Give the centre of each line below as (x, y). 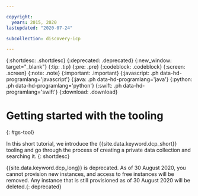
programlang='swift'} (32, 92)
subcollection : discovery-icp (44, 38)
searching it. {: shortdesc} (38, 156)
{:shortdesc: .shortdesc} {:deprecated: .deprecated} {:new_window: (89, 60)
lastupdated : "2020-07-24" (39, 28)
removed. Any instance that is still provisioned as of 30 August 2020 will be (98, 181)
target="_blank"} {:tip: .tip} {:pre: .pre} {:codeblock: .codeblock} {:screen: (96, 67)
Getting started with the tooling (85, 116)
